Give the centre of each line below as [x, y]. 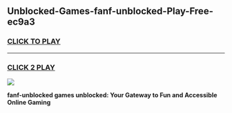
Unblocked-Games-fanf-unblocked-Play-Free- [110, 11]
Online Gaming [29, 102]
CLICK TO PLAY [34, 42]
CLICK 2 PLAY [31, 67]
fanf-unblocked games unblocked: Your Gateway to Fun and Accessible [112, 95]
